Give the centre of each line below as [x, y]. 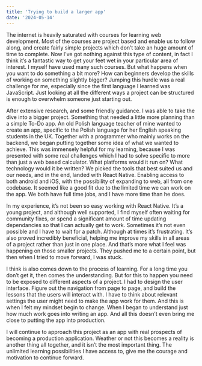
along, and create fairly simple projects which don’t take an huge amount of [100, 47]
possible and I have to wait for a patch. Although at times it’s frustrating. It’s [99, 231]
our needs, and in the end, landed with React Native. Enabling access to [95, 175]
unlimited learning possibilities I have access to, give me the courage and [97, 351]
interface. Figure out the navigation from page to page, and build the [91, 288]
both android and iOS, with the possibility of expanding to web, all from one [100, 181]
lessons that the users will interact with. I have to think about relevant [92, 294]
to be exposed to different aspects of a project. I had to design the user [94, 281]
